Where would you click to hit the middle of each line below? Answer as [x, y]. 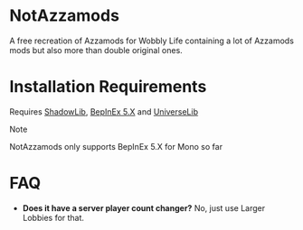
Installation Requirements [108, 87]
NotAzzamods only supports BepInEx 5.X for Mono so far [116, 146]
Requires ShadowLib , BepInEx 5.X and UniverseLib [104, 111]
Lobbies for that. [53, 217]
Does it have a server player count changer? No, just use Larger [143, 207]
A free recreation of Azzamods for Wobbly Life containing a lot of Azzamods [151, 41]
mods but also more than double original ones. [96, 50]
